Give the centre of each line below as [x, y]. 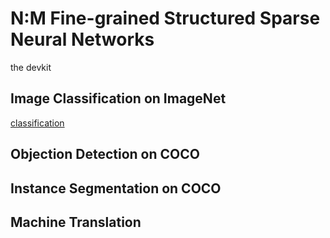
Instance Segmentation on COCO [116, 188]
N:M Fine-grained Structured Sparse [165, 18]
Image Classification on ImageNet [118, 98]
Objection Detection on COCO [105, 154]
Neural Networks [82, 39]
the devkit [31, 67]
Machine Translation [76, 222]
